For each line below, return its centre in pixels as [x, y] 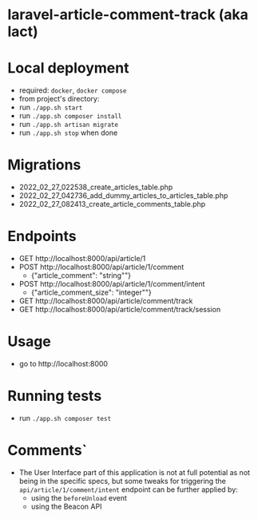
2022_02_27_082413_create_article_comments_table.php [112, 204]
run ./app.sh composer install [70, 116]
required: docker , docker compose [73, 90]
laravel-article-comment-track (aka [128, 15]
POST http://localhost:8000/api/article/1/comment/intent [112, 284]
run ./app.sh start [51, 107]
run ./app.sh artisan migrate [69, 125]
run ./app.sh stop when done [68, 133]
